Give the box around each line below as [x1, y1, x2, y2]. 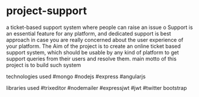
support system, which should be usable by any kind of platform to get [6, 48, 179, 56]
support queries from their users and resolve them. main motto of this [6, 55, 177, 62]
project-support [6, 4, 87, 18]
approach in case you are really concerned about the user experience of [6, 36, 184, 43]
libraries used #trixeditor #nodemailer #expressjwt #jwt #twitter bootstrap [6, 84, 187, 91]
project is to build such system [6, 61, 81, 69]
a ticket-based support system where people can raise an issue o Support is [6, 24, 193, 31]
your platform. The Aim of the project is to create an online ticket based [6, 43, 181, 50]
